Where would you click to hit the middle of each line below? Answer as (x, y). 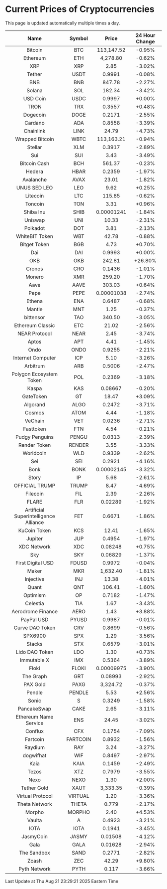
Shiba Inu (35, 212)
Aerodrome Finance (35, 611)
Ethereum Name (35, 716)
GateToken (35, 396)
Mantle (35, 309)
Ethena (35, 301)
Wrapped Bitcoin (35, 139)
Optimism (35, 595)
